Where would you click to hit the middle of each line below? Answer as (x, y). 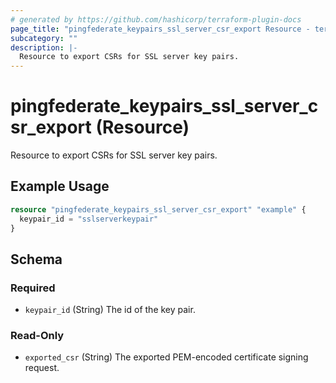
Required (33, 288)
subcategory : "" (44, 38)
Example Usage (60, 186)
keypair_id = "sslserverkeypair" (89, 219)
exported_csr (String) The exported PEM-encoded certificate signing (166, 357)
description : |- (44, 47)
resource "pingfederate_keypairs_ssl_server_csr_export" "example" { (158, 209)
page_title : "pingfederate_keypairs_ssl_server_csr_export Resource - (160, 29)
